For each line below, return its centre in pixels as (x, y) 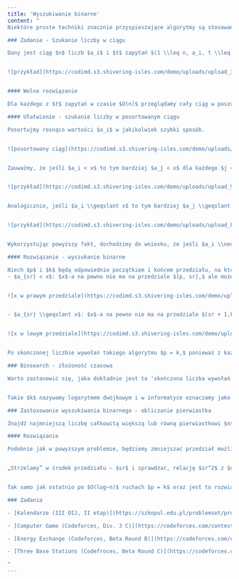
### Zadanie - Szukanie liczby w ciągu (67, 40)
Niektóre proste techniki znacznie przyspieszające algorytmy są (106, 27)
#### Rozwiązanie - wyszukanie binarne (67, 257)
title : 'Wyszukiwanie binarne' (54, 14)
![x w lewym (25, 334)
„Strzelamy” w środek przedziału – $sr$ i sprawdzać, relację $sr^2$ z (116, 468)
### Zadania (25, 500)
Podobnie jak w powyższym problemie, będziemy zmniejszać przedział (111, 449)
